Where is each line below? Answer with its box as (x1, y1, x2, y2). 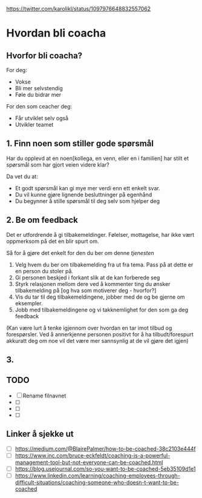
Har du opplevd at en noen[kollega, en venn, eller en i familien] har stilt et (6, 154, 189, 162)
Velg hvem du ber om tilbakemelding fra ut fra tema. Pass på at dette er (15, 261, 194, 268)
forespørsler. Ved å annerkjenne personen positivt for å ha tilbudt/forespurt (6, 330, 194, 338)
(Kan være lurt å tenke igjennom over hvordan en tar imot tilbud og (6, 324, 172, 331)
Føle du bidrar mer (15, 91, 62, 98)
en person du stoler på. (15, 267, 74, 274)
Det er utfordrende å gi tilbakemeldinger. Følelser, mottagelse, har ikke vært (6, 231, 195, 238)
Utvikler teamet (15, 121, 54, 128)
